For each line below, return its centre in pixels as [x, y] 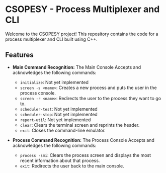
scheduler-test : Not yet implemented [59, 109]
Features [19, 55]
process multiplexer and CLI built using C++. [51, 39]
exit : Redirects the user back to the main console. [72, 166]
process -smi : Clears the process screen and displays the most [86, 155]
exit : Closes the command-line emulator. [63, 130]
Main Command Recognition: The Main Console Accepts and [77, 67]
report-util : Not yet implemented [55, 120]
